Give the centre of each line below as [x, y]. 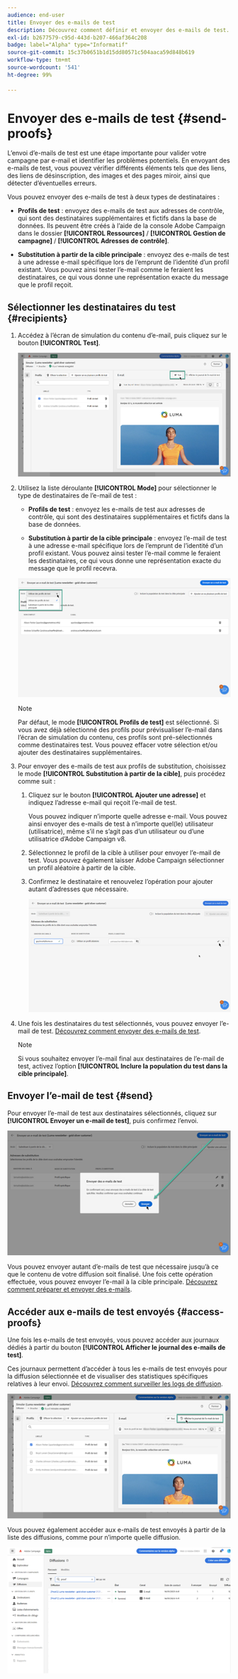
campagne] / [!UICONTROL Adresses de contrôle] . [93, 241]
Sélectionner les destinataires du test [92, 307]
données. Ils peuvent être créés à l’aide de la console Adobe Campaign [121, 226]
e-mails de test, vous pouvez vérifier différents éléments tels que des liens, [117, 168]
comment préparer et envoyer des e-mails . [70, 1289]
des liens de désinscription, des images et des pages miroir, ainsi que [109, 176]
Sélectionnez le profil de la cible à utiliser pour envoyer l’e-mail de [124, 853]
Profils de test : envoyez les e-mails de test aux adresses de [117, 509]
